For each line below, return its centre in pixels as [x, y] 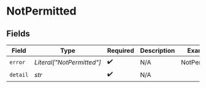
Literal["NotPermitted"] [68, 62]
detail [19, 75]
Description [158, 51]
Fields [18, 34]
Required [120, 51]
